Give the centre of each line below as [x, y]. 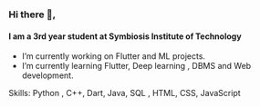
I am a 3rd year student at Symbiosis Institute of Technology [125, 36]
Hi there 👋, [32, 15]
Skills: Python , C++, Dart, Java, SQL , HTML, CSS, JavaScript [125, 93]
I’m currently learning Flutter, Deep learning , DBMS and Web [136, 66]
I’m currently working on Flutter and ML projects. [114, 56]
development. [47, 75]
